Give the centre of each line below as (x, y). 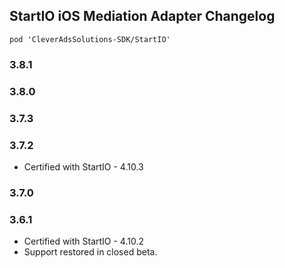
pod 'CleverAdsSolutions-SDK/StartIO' (90, 39)
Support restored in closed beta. (90, 252)
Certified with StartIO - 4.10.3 (83, 166)
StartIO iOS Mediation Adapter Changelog (142, 16)
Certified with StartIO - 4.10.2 (84, 241)
